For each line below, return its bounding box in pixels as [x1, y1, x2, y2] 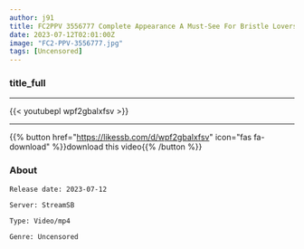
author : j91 [9, 13, 54, 23]
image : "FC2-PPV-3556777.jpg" [9, 38, 124, 48]
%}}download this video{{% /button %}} [52, 141, 203, 152]
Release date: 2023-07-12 [9, 185, 107, 194]
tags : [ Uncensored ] [9, 47, 83, 56]
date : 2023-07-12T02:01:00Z [9, 30, 116, 39]
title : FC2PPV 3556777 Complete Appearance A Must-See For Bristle [9, 22, 270, 31]
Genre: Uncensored [9, 232, 79, 241]
